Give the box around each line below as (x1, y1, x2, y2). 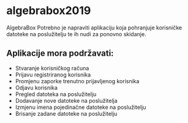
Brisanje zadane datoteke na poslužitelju (15, 110, 118, 117)
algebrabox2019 (6, 4, 91, 18)
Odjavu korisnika (15, 84, 58, 91)
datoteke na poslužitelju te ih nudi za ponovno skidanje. (6, 30, 146, 37)
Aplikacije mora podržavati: (6, 48, 115, 59)
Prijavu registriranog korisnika (15, 71, 91, 78)
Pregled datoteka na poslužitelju (15, 90, 97, 98)
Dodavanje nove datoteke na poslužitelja (15, 97, 118, 104)
